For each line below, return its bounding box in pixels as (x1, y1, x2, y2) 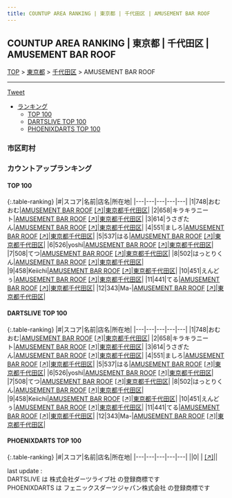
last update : (7, 466, 43, 474)
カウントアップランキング (7, 164, 92, 174)
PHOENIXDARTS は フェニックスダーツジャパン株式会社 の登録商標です (7, 483, 211, 492)
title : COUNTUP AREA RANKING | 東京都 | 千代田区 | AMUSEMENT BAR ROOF (7, 10, 211, 17)
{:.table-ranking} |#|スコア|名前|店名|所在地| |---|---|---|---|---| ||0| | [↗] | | (7, 452, 218, 461)
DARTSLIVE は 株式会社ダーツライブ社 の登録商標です (7, 474, 160, 483)
